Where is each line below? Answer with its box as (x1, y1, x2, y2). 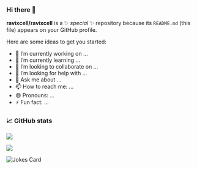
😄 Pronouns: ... (15, 92, 55, 99)
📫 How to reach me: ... (15, 83, 74, 91)
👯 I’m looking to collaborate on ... (15, 63, 98, 70)
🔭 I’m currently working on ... (15, 50, 88, 58)
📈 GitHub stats (6, 116, 53, 125)
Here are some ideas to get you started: (6, 38, 107, 45)
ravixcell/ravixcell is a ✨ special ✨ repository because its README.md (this (6, 20, 191, 27)
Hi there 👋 (6, 6, 37, 14)
